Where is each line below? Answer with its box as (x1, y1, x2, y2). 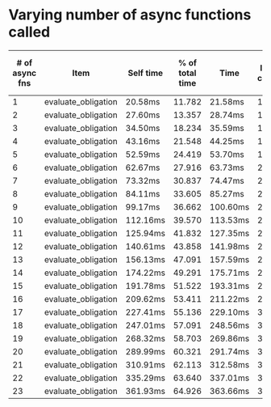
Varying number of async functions (8, 6, 252, 24)
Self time (127, 67, 164, 78)
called (8, 23, 51, 41)
